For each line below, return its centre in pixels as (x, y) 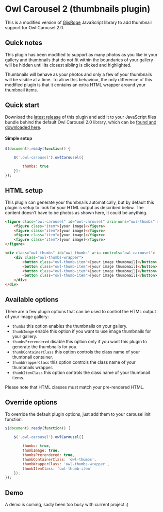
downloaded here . (23, 127)
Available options (32, 300)
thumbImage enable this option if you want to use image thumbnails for (81, 331)
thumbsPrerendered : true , (49, 455)
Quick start (22, 105)
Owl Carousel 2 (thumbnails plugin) (78, 9)
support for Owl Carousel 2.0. (35, 27)
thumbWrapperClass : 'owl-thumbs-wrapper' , (66, 464)
